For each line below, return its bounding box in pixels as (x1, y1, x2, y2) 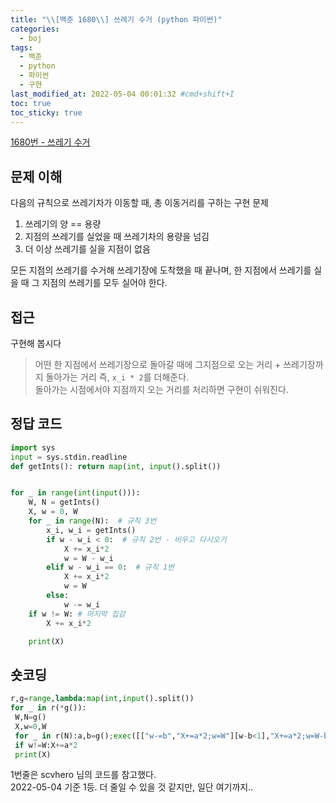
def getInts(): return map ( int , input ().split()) (10, 461, 222, 471)
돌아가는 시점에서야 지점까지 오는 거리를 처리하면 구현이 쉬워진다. (34, 384, 289, 395)
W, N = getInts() (28, 497, 101, 508)
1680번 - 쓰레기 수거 (10, 136, 91, 148)
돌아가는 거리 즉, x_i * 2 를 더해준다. (45, 371, 190, 383)
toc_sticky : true (10, 107, 83, 118)
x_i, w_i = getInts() (46, 525, 137, 535)
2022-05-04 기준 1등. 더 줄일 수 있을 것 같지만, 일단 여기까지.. (10, 781, 254, 793)
